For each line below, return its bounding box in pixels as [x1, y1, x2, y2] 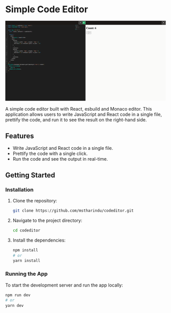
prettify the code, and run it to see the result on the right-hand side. [5, 117, 147, 123]
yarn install [12, 258, 41, 264]
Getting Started [5, 171, 55, 179]
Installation [5, 186, 34, 193]
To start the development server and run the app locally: [5, 282, 123, 288]
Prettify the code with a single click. [12, 150, 88, 156]
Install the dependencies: [12, 237, 66, 243]
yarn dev [5, 303, 24, 308]
